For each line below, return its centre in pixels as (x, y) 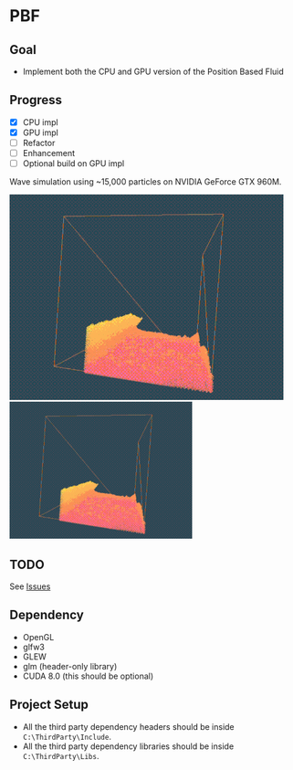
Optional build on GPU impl (73, 163)
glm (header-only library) (70, 666)
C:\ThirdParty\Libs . (61, 755)
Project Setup (49, 705)
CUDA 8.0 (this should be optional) (88, 676)
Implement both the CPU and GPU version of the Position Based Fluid (153, 71)
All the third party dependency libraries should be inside (128, 746)
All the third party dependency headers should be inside (128, 726)
